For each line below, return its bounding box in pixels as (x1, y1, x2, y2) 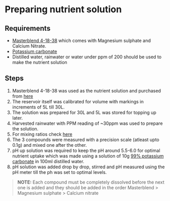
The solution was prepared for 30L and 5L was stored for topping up (12, 109, 157, 116)
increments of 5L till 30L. (12, 104, 65, 110)
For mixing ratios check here (12, 131, 72, 137)
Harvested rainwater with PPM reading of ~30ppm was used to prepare (12, 120, 163, 126)
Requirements (5, 24, 51, 33)
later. (12, 115, 23, 121)
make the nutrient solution (12, 59, 67, 65)
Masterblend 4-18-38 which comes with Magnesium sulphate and (12, 37, 151, 43)
